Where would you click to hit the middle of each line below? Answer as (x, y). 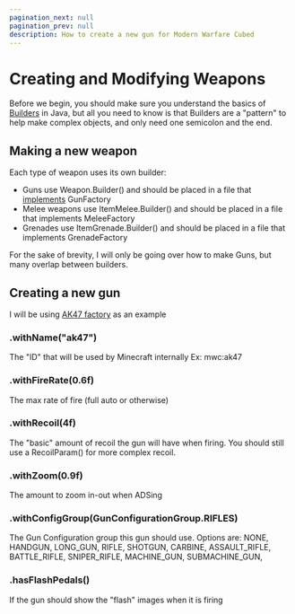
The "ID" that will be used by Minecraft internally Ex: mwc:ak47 (126, 357)
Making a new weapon (73, 150)
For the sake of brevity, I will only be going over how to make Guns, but (140, 255)
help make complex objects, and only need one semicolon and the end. (141, 123)
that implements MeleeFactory (78, 219)
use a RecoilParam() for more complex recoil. (93, 452)
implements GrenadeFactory (75, 238)
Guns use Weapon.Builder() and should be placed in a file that (137, 190)
